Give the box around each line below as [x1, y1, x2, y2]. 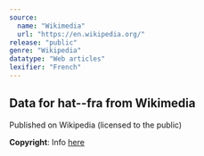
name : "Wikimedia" [17, 21, 86, 30]
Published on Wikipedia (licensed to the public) [9, 119, 183, 130]
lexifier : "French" [9, 63, 82, 72]
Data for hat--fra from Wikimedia [9, 95, 196, 111]
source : [9, 12, 38, 22]
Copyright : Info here [9, 136, 85, 147]
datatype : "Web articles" [9, 54, 105, 63]
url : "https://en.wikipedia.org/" [17, 29, 145, 38]
